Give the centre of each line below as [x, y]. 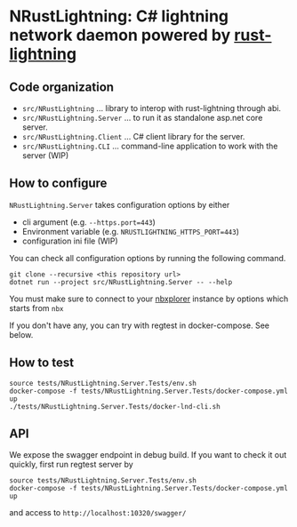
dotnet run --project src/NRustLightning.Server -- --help [121, 282]
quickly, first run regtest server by [71, 465]
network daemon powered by [120, 35]
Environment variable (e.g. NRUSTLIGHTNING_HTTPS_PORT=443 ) [131, 231]
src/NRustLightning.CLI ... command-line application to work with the [150, 146]
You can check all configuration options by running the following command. [148, 258]
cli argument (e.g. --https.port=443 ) [88, 222]
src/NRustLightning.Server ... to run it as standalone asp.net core [142, 118]
